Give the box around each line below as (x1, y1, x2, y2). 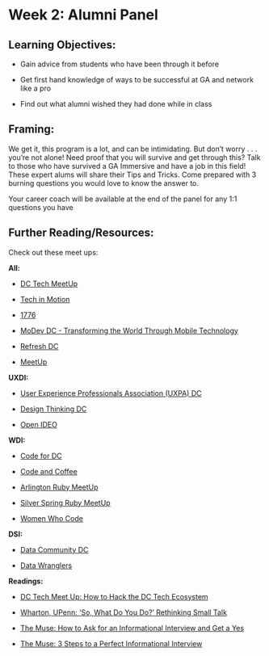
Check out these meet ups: (8, 247, 99, 257)
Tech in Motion (19, 294, 70, 304)
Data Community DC (19, 545, 89, 554)
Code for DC (19, 451, 62, 460)
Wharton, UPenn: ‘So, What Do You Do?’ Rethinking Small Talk (19, 608, 228, 617)
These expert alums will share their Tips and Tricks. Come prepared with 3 (8, 170, 257, 179)
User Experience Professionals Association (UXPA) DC (19, 388, 202, 397)
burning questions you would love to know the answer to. (8, 178, 200, 187)
